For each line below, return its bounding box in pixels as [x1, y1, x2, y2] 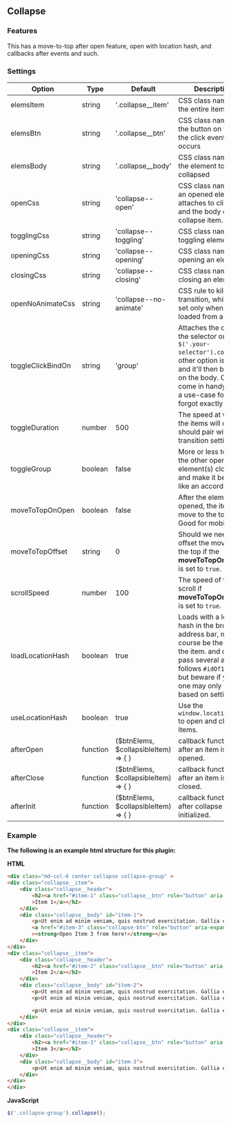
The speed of [178, 575, 222, 585]
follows [178, 664, 201, 673]
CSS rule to [178, 286, 215, 295]
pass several [178, 655, 219, 664]
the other [178, 455, 208, 465]
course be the [178, 638, 223, 647]
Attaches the [178, 323, 220, 333]
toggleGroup [10, 464, 52, 474]
